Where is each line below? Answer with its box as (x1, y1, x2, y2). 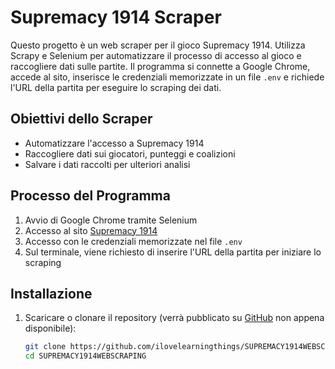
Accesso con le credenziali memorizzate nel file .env (24, 235, 243, 247)
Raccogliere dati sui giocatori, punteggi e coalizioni (24, 147, 236, 160)
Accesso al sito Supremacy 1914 (24, 224, 158, 236)
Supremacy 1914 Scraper (10, 6, 222, 29)
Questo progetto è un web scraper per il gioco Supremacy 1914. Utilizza (10, 39, 306, 51)
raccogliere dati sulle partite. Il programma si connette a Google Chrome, (10, 60, 311, 72)
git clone (24, 342, 67, 352)
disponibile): (24, 322, 77, 335)
